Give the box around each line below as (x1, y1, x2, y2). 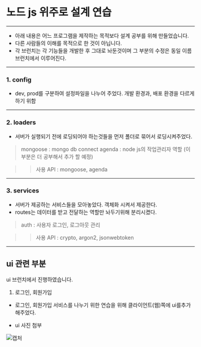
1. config (6, 76, 32, 84)
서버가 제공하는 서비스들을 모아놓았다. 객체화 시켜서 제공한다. (14, 201, 157, 208)
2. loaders (6, 118, 36, 126)
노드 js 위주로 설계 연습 (6, 5, 112, 19)
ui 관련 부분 (6, 259, 46, 269)
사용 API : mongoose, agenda (35, 165, 108, 173)
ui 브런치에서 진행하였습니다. (6, 276, 74, 283)
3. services (6, 186, 39, 195)
